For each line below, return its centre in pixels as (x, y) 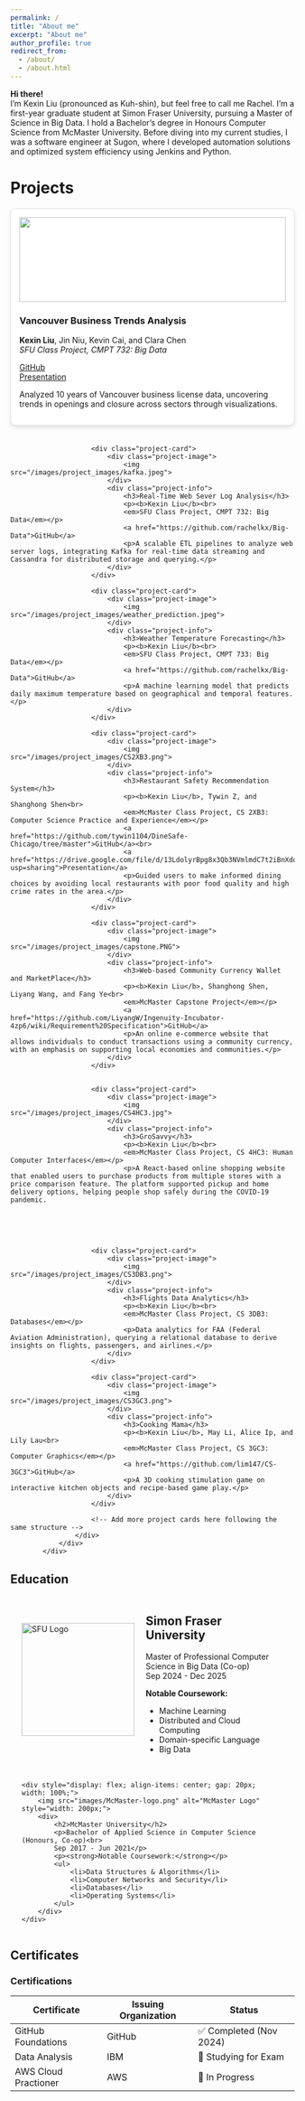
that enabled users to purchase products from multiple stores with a (146, 1177)
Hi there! (27, 94)
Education (40, 1579)
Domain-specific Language (209, 1740)
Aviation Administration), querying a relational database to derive (144, 1338)
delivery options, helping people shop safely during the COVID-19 (140, 1192)
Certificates (45, 1955)
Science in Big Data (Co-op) (198, 1666)
